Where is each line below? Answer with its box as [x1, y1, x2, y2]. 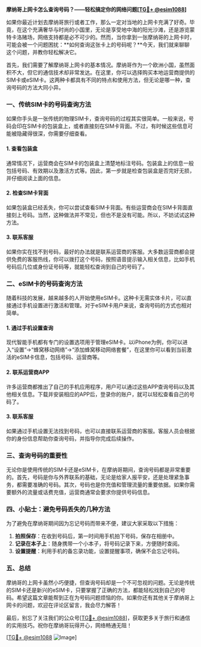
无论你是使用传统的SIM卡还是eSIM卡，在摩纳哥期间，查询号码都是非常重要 [6, 466, 191, 474]
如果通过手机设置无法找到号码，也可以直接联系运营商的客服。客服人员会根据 [6, 427, 195, 435]
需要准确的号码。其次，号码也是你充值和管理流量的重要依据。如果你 [22, 481, 190, 489]
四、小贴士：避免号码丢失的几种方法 [6, 505, 111, 514]
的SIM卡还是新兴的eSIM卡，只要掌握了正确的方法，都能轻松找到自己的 [6, 586, 181, 594]
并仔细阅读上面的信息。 [6, 174, 64, 182]
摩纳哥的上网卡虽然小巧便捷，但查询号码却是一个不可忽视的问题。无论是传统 [6, 579, 195, 586]
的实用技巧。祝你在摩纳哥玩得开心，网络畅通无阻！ [6, 621, 132, 629]
